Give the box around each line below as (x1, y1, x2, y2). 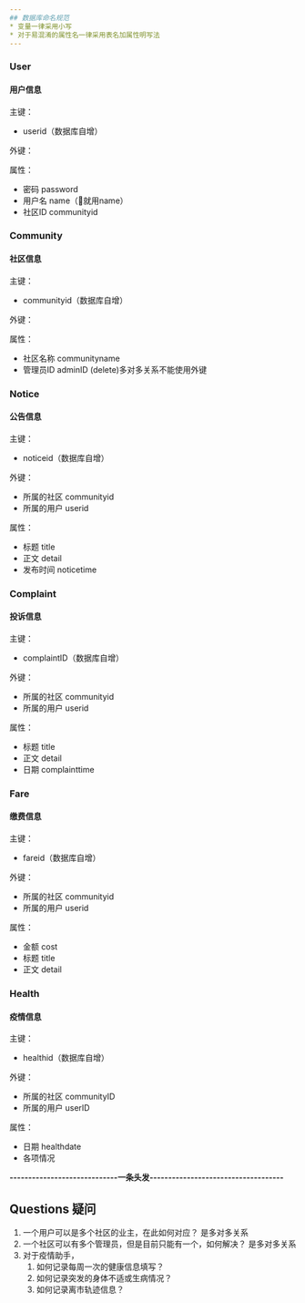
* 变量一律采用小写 (9, 22, 73, 31)
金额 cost (22, 941, 58, 952)
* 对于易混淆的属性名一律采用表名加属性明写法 (9, 30, 161, 39)
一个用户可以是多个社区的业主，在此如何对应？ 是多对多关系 (22, 1226, 249, 1237)
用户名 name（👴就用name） (22, 195, 129, 206)
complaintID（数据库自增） (22, 652, 125, 663)
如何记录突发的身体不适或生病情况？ (36, 1272, 173, 1283)
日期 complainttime (22, 764, 95, 775)
